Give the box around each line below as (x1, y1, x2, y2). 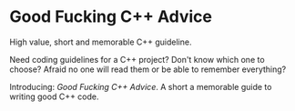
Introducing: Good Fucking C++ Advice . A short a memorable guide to (9, 81, 272, 92)
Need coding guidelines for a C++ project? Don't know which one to (9, 54, 266, 65)
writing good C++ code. (9, 91, 99, 102)
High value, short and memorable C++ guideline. (9, 36, 192, 47)
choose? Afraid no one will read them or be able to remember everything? (9, 64, 287, 75)
